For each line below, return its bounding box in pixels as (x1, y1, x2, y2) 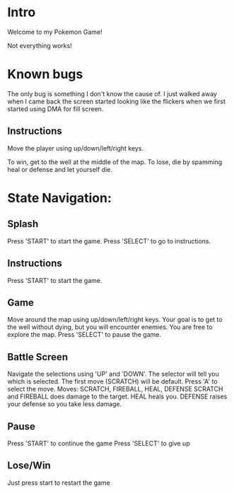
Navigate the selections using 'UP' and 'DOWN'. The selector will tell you (7, 369, 219, 379)
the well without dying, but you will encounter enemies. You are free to (7, 323, 213, 331)
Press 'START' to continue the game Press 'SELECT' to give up (7, 439, 190, 447)
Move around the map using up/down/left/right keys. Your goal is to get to (7, 316, 223, 324)
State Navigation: (7, 190, 112, 206)
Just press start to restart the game (7, 478, 111, 487)
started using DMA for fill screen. (7, 104, 104, 113)
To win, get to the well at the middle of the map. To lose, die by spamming (7, 157, 223, 166)
